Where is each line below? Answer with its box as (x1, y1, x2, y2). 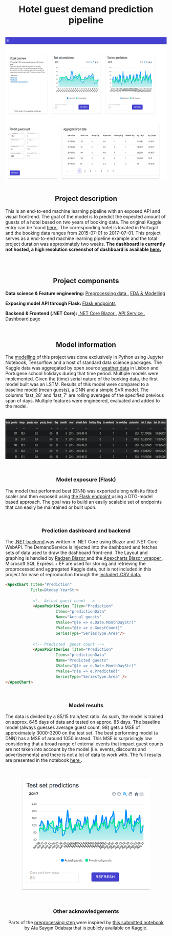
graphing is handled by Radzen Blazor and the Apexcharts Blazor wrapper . (5, 555, 164, 561)
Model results (68, 702, 104, 709)
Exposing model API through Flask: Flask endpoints (5, 300, 116, 306)
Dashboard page (5, 316, 41, 322)
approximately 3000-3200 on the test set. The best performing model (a (5, 729, 158, 736)
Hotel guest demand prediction (18, 4, 154, 15)
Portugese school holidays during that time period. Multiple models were (5, 371, 159, 377)
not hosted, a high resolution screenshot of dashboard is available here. (5, 246, 161, 252)
